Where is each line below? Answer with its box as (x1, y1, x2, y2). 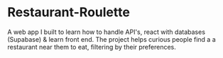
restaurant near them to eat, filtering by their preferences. (7, 42, 176, 51)
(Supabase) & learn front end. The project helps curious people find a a (7, 35, 217, 43)
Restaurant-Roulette (7, 4, 130, 21)
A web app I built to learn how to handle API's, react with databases (7, 28, 206, 36)
